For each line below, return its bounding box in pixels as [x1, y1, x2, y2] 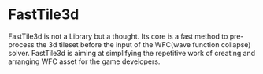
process [8, 39, 35, 49]
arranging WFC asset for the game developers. [8, 57, 161, 66]
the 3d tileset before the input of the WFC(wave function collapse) [35, 39, 251, 49]
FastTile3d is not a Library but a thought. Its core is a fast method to [8, 31, 228, 41]
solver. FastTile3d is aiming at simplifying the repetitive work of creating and [8, 48, 256, 57]
